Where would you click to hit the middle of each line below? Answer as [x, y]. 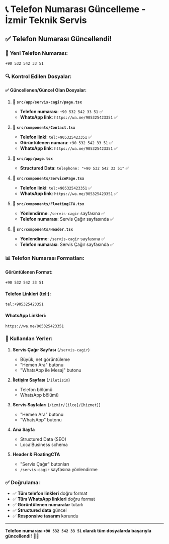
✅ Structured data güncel [39, 510]
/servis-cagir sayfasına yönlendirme [59, 469]
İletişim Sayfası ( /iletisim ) [41, 380]
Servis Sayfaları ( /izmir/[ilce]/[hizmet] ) [56, 404]
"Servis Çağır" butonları [45, 464]
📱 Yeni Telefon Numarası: [36, 53]
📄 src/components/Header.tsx [43, 229]
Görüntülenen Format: [29, 272]
